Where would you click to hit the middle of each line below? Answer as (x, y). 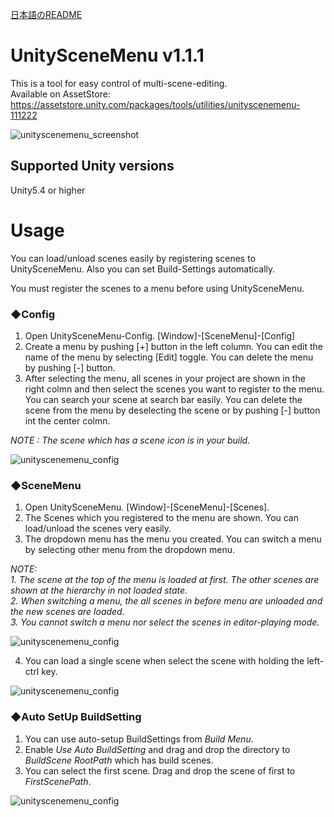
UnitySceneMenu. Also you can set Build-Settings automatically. (143, 269)
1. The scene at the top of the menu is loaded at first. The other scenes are (165, 580)
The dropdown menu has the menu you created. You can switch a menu (173, 539)
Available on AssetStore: (60, 94)
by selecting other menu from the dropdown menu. (130, 550)
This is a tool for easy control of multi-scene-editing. (119, 83)
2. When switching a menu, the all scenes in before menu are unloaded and (166, 601)
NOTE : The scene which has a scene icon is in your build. (130, 440)
